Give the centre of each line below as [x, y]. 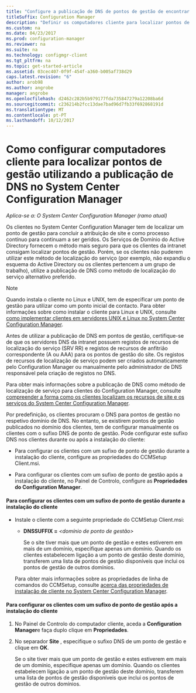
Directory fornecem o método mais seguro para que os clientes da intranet [96, 246]
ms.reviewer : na [26, 45]
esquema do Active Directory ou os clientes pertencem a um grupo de [91, 264]
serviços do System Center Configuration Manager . [68, 403]
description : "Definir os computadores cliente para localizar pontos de [98, 22]
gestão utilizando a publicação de [90, 174]
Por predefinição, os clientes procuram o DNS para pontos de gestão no [93, 415]
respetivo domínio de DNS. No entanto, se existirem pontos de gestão [90, 421]
